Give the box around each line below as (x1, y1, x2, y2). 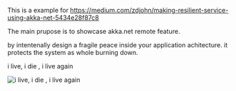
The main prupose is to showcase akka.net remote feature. (7, 28, 180, 35)
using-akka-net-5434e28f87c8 (7, 13, 100, 22)
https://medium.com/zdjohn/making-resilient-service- (70, 6, 229, 14)
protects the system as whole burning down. (7, 49, 138, 56)
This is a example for (7, 6, 69, 14)
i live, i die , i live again (7, 62, 73, 70)
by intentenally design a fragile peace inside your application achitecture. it (7, 41, 228, 49)
